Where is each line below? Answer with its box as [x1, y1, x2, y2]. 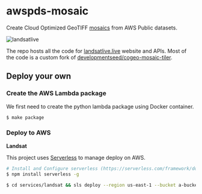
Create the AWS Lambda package [6, 89, 106, 97]
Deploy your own [6, 71, 71, 82]
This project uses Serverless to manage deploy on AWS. [6, 154, 146, 161]
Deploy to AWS [6, 129, 51, 137]
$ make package [6, 114, 44, 121]
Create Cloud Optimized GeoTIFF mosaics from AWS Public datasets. [6, 24, 177, 31]
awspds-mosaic [6, 4, 89, 18]
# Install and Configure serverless [6, 165, 98, 172]
